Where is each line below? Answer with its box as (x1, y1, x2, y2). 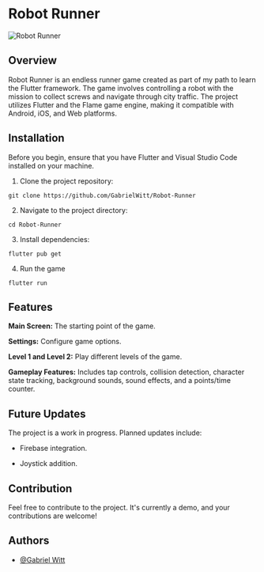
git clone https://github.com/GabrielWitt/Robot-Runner (8, 191, 196, 199)
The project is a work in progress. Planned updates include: (8, 428, 202, 438)
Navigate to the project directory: (19, 205, 128, 214)
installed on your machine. (8, 161, 95, 170)
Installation (8, 131, 65, 145)
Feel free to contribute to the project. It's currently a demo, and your (8, 503, 231, 512)
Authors (8, 534, 50, 547)
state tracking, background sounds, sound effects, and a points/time (8, 376, 232, 385)
